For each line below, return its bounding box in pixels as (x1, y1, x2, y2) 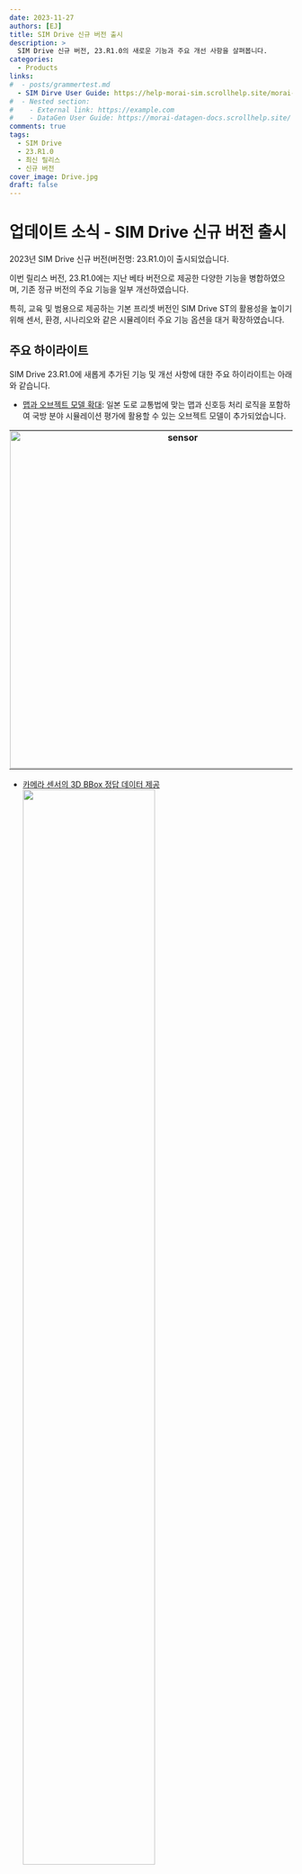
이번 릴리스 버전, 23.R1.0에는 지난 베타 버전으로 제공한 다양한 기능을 (9, 273, 247, 284)
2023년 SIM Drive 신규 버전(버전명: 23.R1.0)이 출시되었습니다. (9, 254, 229, 265)
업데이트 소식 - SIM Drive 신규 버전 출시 (9, 222, 288, 243)
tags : (9, 131, 30, 140)
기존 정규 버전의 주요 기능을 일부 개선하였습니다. (21, 284, 189, 295)
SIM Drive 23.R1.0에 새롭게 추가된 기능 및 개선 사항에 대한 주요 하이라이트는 (9, 368, 276, 379)
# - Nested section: (9, 96, 91, 106)
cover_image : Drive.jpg (9, 172, 99, 181)
